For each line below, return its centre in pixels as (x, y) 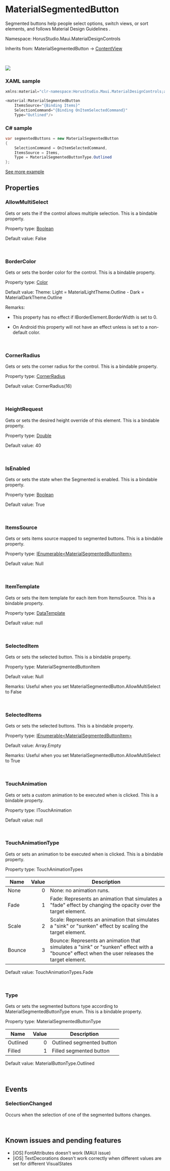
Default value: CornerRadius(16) (38, 386)
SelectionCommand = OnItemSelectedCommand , (61, 148)
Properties (22, 188)
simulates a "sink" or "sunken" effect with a (101, 947)
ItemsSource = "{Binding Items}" (47, 105)
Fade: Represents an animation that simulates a (106, 899)
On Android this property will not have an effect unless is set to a (80, 327)
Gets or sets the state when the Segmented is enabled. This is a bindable (81, 480)
